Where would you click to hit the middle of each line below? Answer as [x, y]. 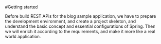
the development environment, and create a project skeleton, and [71, 21]
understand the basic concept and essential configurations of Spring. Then [80, 26]
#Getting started [21, 7]
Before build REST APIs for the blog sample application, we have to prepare [81, 16]
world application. [23, 36]
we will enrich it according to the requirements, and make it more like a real [80, 31]
